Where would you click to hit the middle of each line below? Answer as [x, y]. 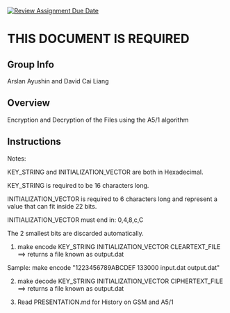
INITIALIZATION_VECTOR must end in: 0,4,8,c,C [75, 220]
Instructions [34, 142]
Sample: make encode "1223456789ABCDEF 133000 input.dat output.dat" [114, 267]
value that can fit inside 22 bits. [52, 206]
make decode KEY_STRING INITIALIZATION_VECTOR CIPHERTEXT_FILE [120, 281]
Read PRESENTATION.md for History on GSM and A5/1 [95, 302]
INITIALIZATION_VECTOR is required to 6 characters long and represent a [112, 199]
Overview [29, 103]
